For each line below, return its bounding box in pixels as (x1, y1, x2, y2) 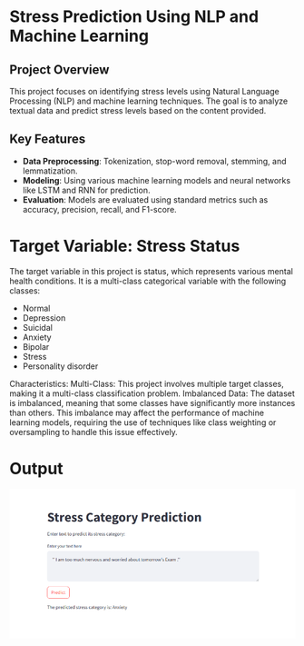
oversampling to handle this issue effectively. (9, 426, 179, 437)
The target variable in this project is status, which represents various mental (9, 265, 293, 276)
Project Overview (9, 62, 110, 77)
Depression (22, 312, 66, 323)
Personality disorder (22, 361, 99, 372)
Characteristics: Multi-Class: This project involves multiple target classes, (9, 378, 284, 389)
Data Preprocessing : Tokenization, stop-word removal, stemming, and (22, 155, 287, 166)
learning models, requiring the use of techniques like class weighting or (9, 416, 277, 428)
